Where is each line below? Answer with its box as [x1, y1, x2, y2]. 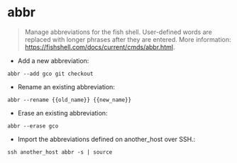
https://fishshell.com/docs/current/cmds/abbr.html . [24, 43, 175, 51]
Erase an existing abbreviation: [17, 108, 108, 117]
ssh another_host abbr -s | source [7, 148, 113, 156]
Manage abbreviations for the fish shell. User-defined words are [24, 28, 213, 36]
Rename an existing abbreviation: [17, 82, 116, 91]
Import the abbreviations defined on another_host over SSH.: [17, 135, 196, 143]
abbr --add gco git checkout [7, 70, 94, 77]
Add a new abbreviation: [17, 56, 89, 64]
